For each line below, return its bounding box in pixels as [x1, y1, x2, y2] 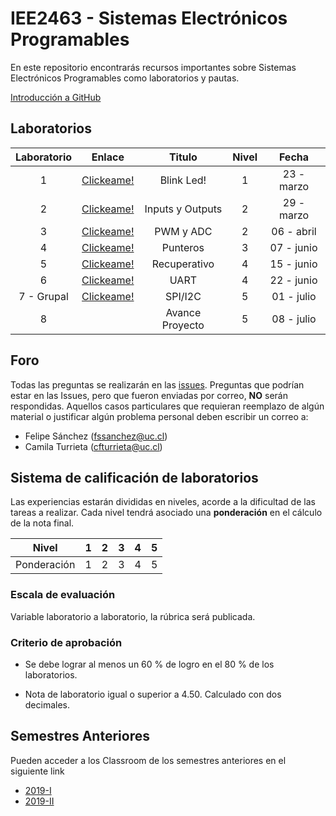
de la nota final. [10, 517, 75, 529]
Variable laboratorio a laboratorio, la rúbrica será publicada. [10, 610, 256, 622]
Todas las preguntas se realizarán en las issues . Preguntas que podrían [10, 378, 305, 391]
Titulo [168, 150, 198, 164]
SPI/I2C [164, 289, 202, 303]
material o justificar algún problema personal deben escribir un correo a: [10, 410, 309, 422]
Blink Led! [159, 173, 207, 187]
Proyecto [161, 318, 205, 332]
